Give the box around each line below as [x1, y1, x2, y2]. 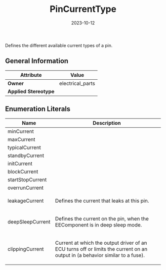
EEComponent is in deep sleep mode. [55, 221, 142, 228]
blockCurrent [7, 168, 39, 175]
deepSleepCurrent [7, 218, 51, 225]
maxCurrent [7, 136, 36, 143]
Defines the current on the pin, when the [55, 215, 149, 222]
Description [92, 119, 121, 126]
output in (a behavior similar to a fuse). [55, 252, 145, 259]
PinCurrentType [49, 3, 117, 15]
